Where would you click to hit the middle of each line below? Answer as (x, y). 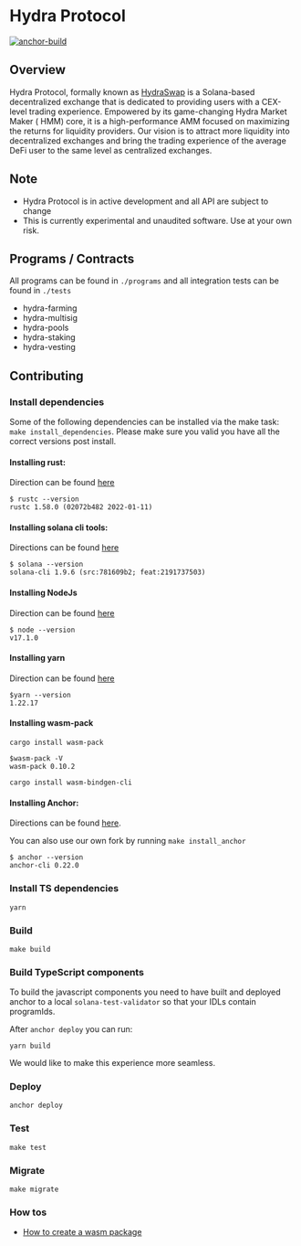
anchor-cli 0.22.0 (44, 866)
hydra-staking (49, 337)
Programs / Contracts (72, 258)
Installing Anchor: (44, 803)
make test (28, 1147)
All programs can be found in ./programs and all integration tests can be (145, 281)
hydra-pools (46, 328)
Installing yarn (37, 658)
